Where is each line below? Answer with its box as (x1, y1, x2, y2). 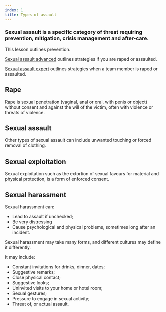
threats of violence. (5, 109, 45, 115)
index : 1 (5, 7, 23, 13)
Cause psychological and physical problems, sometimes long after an (12, 224, 156, 230)
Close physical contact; (12, 274, 61, 281)
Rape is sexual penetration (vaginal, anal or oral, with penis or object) (5, 99, 148, 105)
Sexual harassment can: (5, 204, 55, 210)
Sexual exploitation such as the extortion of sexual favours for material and (5, 171, 159, 177)
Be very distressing (12, 219, 52, 225)
